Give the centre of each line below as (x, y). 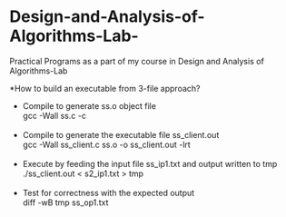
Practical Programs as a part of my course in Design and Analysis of (137, 61)
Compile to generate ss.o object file (89, 105)
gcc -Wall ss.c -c (54, 115)
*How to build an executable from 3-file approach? (105, 88)
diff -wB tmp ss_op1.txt (65, 202)
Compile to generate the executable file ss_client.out (121, 134)
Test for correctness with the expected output (108, 192)
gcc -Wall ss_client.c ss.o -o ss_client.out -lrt (106, 144)
